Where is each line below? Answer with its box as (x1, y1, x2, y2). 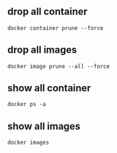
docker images (7, 139, 50, 147)
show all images (7, 120, 81, 132)
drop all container (7, 6, 88, 18)
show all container (7, 82, 91, 95)
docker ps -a (7, 101, 46, 108)
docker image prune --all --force (7, 63, 111, 70)
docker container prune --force (7, 24, 103, 31)
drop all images (7, 44, 77, 56)
